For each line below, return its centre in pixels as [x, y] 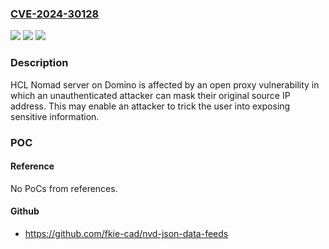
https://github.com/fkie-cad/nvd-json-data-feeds [126, 233]
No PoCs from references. [64, 188]
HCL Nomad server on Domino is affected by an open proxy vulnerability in [165, 84]
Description [39, 63]
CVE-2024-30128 [55, 14]
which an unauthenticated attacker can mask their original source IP [150, 95]
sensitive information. [55, 116]
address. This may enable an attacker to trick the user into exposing [150, 106]
